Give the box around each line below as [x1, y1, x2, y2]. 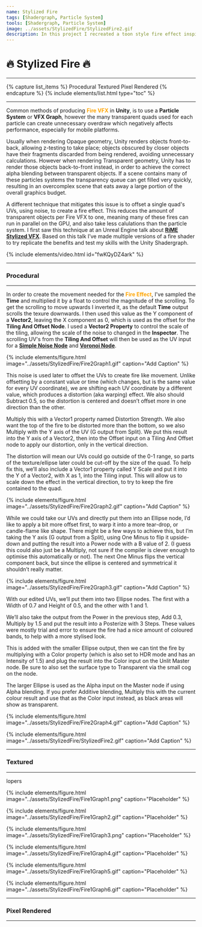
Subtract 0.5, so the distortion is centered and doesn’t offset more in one [6, 397, 186, 404]
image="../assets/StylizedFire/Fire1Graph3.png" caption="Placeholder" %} [6, 831, 191, 838]
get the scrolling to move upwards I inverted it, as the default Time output [6, 304, 189, 311]
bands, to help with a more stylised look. [6, 633, 107, 640]
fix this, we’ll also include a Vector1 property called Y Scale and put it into [6, 465, 188, 473]
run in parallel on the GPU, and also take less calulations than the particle [6, 220, 188, 227]
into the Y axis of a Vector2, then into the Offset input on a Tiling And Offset [6, 435, 194, 442]
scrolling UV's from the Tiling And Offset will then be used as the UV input [6, 336, 191, 343]
